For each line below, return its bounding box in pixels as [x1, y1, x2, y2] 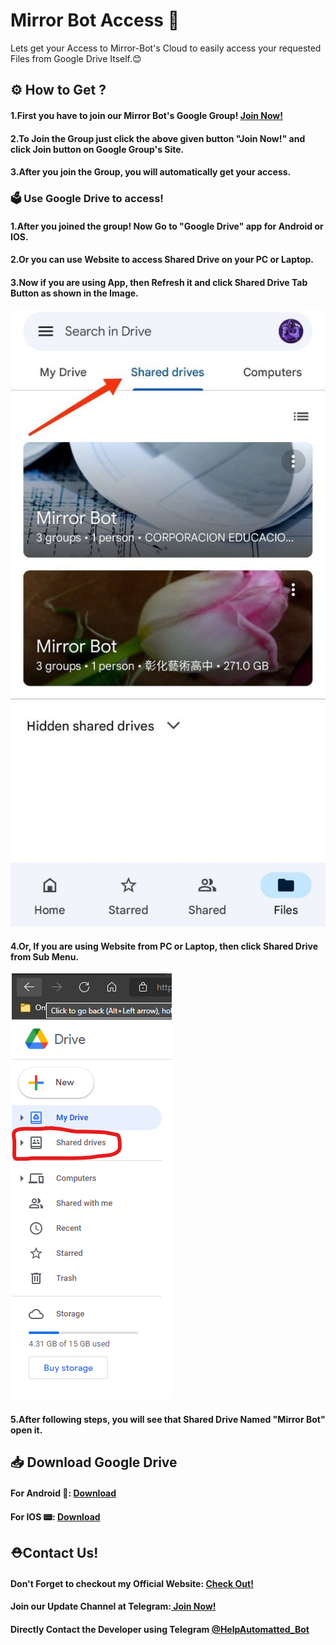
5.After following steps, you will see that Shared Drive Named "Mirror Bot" [10, 1414, 326, 1426]
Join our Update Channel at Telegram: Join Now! [10, 1600, 217, 1613]
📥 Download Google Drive [10, 1454, 178, 1471]
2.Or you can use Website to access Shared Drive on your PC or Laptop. [10, 254, 315, 266]
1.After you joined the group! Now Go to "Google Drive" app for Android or [10, 220, 324, 232]
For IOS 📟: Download [10, 1510, 101, 1523]
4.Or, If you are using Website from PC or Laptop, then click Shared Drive [10, 940, 319, 952]
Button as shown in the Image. [10, 287, 139, 299]
